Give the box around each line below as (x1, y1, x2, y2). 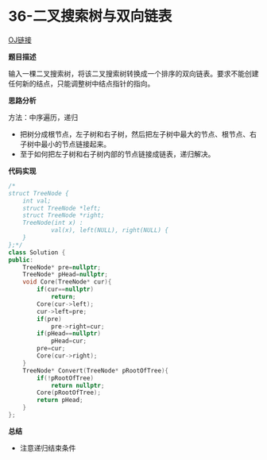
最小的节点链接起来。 (41, 139, 111, 149)
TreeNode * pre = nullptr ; (22, 263, 102, 271)
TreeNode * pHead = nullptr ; (22, 271, 109, 279)
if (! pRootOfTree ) (37, 374, 94, 382)
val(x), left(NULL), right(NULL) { (50, 226, 169, 234)
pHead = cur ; (50, 337, 87, 346)
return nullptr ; (50, 381, 105, 389)
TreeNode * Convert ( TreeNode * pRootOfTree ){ (22, 366, 169, 374)
